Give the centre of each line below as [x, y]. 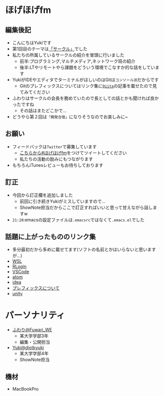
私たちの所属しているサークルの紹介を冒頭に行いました [68, 55]
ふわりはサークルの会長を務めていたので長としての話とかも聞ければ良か [85, 98]
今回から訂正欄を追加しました [42, 195]
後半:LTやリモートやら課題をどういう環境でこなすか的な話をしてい [87, 67]
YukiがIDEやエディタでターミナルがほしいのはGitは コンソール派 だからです [85, 80]
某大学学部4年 [34, 354]
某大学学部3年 [34, 336]
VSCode [21, 272]
